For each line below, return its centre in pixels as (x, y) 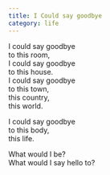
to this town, (29, 88)
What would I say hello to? (52, 162)
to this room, (29, 55)
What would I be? (37, 154)
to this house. (31, 71)
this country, (29, 97)
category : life (34, 23)
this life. (21, 138)
